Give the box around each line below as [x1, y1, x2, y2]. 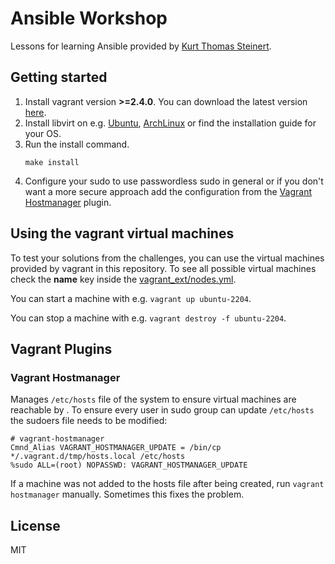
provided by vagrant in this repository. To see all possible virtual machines [10, 262, 317, 274]
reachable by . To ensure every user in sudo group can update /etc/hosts [10, 404, 315, 416]
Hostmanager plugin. [24, 196, 112, 208]
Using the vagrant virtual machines [10, 225, 235, 242]
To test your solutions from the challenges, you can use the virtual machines [10, 252, 325, 264]
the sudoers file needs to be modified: [10, 415, 168, 427]
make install [24, 157, 80, 167]
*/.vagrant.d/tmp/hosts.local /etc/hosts [10, 452, 186, 462]
